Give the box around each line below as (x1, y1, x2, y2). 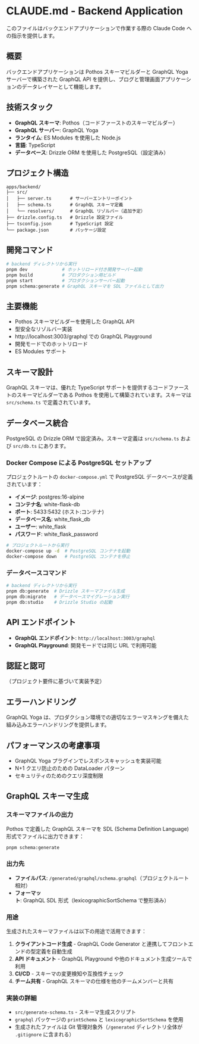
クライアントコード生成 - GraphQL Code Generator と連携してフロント (14, 940, 188, 948)
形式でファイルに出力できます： (6, 833, 84, 840)
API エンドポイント (6, 618, 76, 628)
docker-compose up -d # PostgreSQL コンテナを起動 (6, 548, 131, 554)
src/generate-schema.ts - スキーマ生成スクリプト (14, 1008, 137, 1016)
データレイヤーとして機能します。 (21, 83, 105, 90)
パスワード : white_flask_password (14, 531, 98, 538)
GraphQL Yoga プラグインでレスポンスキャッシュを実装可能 (14, 757, 162, 764)
